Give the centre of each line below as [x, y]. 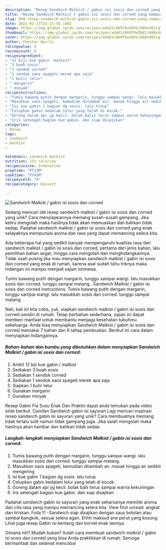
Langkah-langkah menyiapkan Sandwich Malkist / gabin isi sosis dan [78, 438]
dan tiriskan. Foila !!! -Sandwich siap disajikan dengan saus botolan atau [78, 512]
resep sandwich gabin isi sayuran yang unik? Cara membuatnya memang [80, 416]
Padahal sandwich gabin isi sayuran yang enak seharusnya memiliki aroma [81, 502]
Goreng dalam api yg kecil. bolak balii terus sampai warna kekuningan [83, 487]
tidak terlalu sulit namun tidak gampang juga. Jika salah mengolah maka [78, 421]
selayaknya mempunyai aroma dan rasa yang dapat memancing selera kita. [82, 233]
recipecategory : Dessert [31, 184]
